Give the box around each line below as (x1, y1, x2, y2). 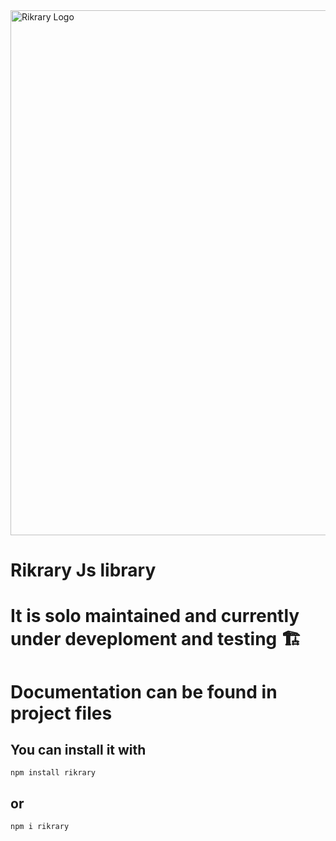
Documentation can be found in (10, 680, 278, 703)
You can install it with (10, 741, 147, 758)
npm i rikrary (10, 822, 70, 832)
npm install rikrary (10, 768, 97, 778)
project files (10, 702, 113, 724)
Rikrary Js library (10, 559, 157, 582)
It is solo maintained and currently (10, 605, 300, 628)
